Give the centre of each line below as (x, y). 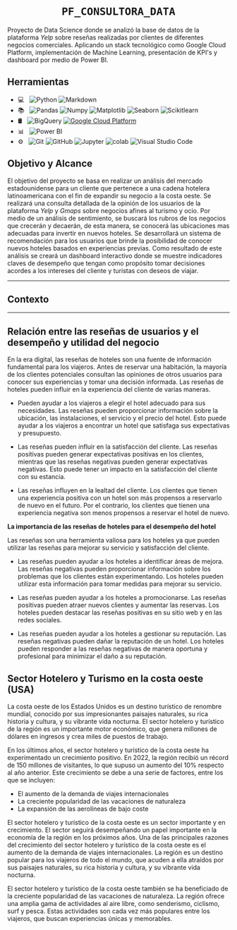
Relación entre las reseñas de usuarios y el (103, 331)
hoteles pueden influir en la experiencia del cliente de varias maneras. (109, 389)
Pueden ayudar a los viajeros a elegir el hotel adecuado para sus (111, 403)
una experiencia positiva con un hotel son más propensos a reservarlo (120, 498)
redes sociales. (39, 620)
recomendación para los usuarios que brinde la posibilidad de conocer (110, 241)
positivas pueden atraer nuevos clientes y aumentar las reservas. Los (119, 605)
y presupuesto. (39, 433)
